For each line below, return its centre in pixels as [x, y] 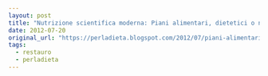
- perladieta [37, 60]
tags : [17, 45]
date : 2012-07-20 [37, 30]
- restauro [33, 52]
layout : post [30, 15]
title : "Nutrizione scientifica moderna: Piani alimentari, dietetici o [132, 23]
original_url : [32, 38]
